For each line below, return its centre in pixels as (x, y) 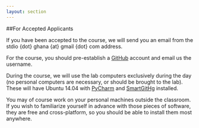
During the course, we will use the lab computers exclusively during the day (99, 75)
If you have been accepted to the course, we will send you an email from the (100, 40)
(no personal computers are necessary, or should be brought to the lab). (94, 82)
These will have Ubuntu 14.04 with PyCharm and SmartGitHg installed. (92, 88)
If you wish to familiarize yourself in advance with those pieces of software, (99, 106)
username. (19, 64)
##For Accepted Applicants (40, 28)
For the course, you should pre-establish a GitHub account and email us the (99, 57)
